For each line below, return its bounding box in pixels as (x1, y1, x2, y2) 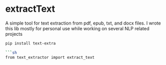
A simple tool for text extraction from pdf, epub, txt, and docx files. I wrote (5, 20, 161, 26)
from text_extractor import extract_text (5, 55, 95, 60)
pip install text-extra (5, 40, 56, 46)
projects (5, 31, 23, 37)
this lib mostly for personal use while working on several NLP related (5, 25, 150, 31)
